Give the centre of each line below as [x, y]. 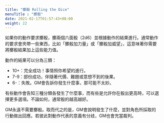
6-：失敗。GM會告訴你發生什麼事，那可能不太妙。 [63, 83]
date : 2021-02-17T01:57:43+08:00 [39, 19]
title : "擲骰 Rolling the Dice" [37, 10]
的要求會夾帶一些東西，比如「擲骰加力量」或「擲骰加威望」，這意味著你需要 [81, 44]
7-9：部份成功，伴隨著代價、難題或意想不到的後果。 [65, 77]
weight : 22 [16, 23]
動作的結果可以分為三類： [31, 60]
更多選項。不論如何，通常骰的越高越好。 [50, 99]
